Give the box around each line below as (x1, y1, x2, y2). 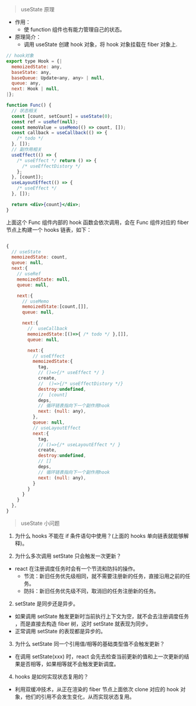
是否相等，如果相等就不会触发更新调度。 (20, 660, 119, 667)
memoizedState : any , (11, 64, 62, 70)
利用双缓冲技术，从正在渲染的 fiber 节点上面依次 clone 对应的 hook (14, 685, 179, 693)
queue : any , (11, 80, 42, 86)
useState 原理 (20, 6, 55, 13)
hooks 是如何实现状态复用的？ (14, 673, 89, 680)
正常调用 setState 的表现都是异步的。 (14, 627, 106, 635)
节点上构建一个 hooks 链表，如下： (6, 226, 92, 233)
